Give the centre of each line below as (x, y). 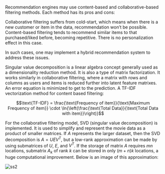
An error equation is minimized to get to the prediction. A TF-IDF (71, 88)
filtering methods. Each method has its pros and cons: (60, 12)
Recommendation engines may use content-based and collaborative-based (82, 7)
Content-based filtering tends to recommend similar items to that (71, 32)
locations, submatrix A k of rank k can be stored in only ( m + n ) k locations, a (82, 151)
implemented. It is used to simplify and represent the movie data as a (75, 128)
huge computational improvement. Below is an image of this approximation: (82, 157)
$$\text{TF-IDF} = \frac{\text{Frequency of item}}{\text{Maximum (83, 103)
